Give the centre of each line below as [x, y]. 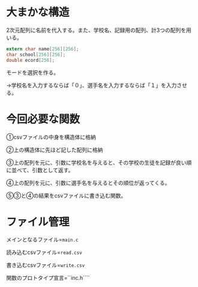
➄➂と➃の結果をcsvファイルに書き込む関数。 [66, 195]
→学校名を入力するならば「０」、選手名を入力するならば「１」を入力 [91, 85]
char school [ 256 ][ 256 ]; [36, 55]
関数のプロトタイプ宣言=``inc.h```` [48, 278]
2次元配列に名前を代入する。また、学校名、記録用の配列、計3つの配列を [96, 30]
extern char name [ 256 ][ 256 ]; [43, 49]
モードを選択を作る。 [32, 72]
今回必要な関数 [43, 119]
